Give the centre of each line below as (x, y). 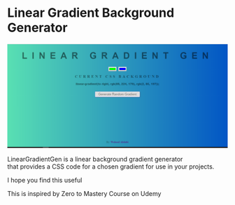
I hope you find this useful (45, 180)
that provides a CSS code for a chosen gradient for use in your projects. (111, 167)
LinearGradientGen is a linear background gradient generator (95, 159)
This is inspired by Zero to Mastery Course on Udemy (84, 193)
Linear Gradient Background (91, 13)
